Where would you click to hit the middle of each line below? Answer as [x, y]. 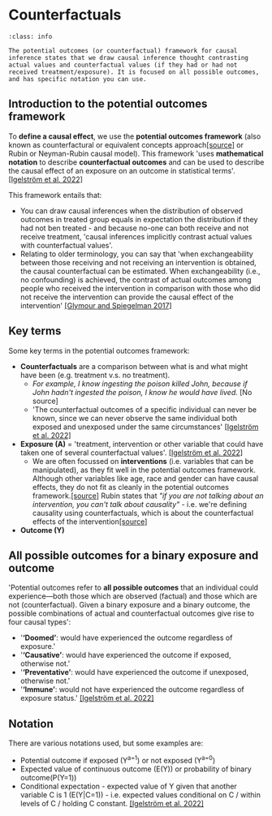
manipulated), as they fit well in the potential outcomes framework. [144, 470]
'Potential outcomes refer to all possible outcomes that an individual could [133, 588]
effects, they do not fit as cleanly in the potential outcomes [131, 487]
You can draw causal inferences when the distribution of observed [132, 210]
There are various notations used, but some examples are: [106, 743]
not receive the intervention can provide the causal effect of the [127, 297]
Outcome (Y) [42, 530]
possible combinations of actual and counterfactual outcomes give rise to [131, 613]
